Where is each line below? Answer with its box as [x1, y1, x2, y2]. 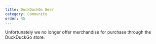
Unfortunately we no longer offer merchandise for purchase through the [5, 29, 152, 35]
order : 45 [5, 16, 26, 21]
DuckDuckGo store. [5, 34, 45, 40]
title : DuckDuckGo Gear [5, 7, 54, 12]
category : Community [5, 12, 48, 16]
